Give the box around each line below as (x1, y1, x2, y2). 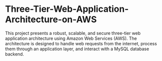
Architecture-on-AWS (5, 14, 97, 25)
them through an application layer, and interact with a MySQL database (5, 46, 149, 52)
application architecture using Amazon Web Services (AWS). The (5, 35, 137, 41)
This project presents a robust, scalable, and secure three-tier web (5, 30, 141, 36)
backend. (5, 51, 24, 57)
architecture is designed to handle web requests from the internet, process (5, 40, 157, 46)
